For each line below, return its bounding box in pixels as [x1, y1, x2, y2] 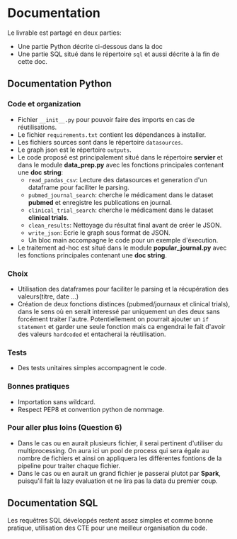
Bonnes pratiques [7, 382, 70, 391]
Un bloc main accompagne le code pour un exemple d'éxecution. [28, 235, 219, 244]
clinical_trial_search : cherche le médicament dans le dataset [28, 206, 214, 214]
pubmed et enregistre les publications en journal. [28, 198, 172, 206]
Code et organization [7, 99, 81, 109]
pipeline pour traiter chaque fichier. [17, 461, 120, 469]
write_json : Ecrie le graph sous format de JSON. [28, 228, 171, 237]
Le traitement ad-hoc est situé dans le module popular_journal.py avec [17, 243, 227, 252]
